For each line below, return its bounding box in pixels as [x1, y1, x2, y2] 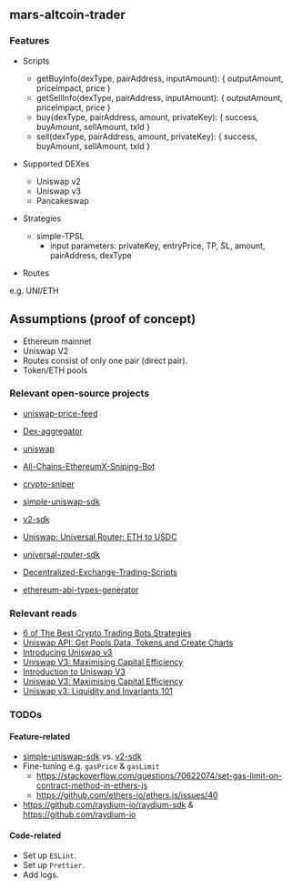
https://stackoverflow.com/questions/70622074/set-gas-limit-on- [35, 771, 283, 782]
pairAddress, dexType [49, 249, 132, 260]
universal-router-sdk [22, 549, 100, 560]
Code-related [9, 830, 62, 841]
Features [9, 35, 50, 47]
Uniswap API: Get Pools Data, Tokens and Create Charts [22, 637, 234, 649]
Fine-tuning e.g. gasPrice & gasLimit [22, 761, 160, 772]
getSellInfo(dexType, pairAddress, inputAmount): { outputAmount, [35, 92, 284, 103]
